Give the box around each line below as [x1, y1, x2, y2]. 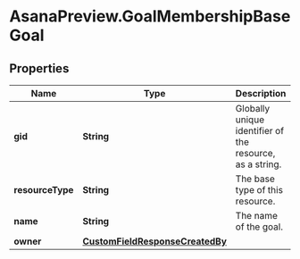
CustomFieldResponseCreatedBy [82, 235, 228, 247]
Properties [9, 61, 70, 76]
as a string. [235, 158, 282, 171]
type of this [235, 184, 284, 196]
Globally [235, 103, 271, 114]
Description [235, 88, 287, 99]
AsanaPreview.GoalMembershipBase [9, 6, 291, 27]
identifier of [235, 125, 284, 137]
